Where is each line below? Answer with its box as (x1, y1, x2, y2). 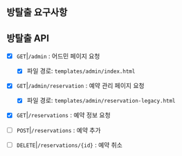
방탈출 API (6, 32, 50, 44)
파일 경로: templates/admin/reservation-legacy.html (26, 96, 176, 105)
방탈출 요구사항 (6, 6, 68, 19)
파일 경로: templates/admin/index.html (26, 67, 136, 75)
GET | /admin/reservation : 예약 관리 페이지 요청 (16, 82, 145, 90)
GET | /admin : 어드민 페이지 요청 (16, 52, 100, 60)
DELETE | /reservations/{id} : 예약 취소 (16, 141, 122, 149)
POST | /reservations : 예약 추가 (16, 125, 101, 134)
